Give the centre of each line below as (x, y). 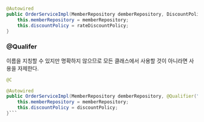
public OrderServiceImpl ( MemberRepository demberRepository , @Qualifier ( (102, 97)
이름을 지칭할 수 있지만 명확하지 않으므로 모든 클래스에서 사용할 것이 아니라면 (97, 61)
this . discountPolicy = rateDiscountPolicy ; (73, 25)
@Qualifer (22, 47)
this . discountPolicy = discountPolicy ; (68, 108)
